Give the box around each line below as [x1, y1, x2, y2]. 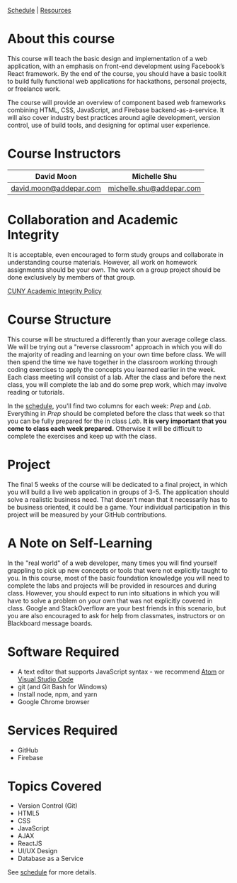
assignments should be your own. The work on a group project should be [7, 265, 221, 274]
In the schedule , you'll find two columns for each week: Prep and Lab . [7, 401, 212, 410]
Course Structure [7, 312, 112, 327]
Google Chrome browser [17, 697, 90, 706]
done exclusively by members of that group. [7, 273, 136, 281]
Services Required [7, 722, 118, 738]
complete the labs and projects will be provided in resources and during [7, 581, 217, 590]
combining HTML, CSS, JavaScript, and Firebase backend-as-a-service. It [7, 106, 224, 114]
